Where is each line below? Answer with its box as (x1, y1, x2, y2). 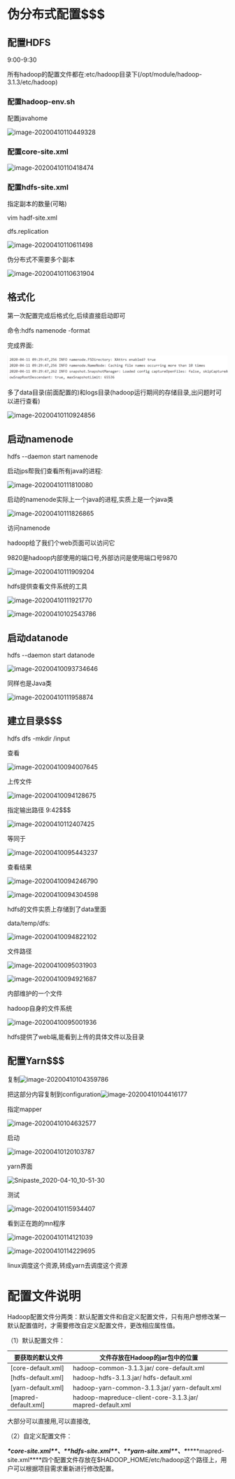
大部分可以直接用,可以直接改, (7, 1417, 91, 1426)
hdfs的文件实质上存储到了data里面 (7, 905, 107, 913)
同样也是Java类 (7, 679, 52, 687)
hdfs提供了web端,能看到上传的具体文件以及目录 (7, 1033, 145, 1041)
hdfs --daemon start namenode (7, 452, 99, 460)
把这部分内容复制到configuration (7, 1089, 101, 1099)
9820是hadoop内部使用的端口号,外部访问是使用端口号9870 (7, 554, 178, 562)
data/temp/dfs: (7, 919, 50, 927)
